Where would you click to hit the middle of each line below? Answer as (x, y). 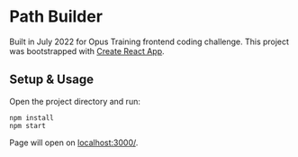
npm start (28, 125)
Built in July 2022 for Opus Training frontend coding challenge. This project (149, 42)
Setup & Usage (52, 80)
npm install (32, 118)
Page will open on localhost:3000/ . (74, 143)
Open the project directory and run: (75, 101)
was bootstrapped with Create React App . (87, 51)
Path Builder (56, 17)
